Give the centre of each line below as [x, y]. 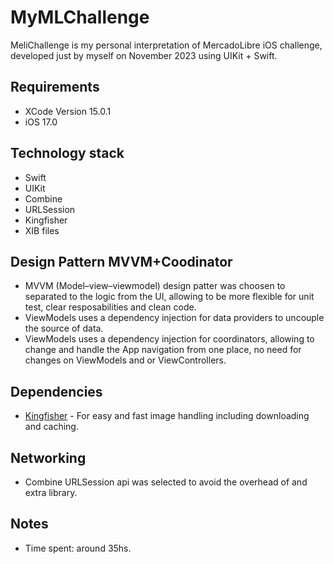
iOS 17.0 [41, 122]
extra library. [51, 492]
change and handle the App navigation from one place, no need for [163, 350]
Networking [48, 457]
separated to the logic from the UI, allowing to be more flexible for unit [169, 297]
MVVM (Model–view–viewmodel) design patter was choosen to [155, 286]
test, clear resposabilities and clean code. [110, 307]
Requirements [55, 87]
